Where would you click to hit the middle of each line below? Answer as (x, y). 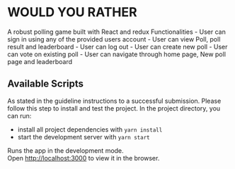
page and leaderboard (40, 61)
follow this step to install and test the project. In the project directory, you (114, 108)
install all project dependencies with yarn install (90, 129)
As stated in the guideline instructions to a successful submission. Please (114, 101)
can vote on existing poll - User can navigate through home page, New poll (117, 54)
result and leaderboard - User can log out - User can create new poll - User (117, 46)
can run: (19, 115)
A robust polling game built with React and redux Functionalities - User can (117, 32)
